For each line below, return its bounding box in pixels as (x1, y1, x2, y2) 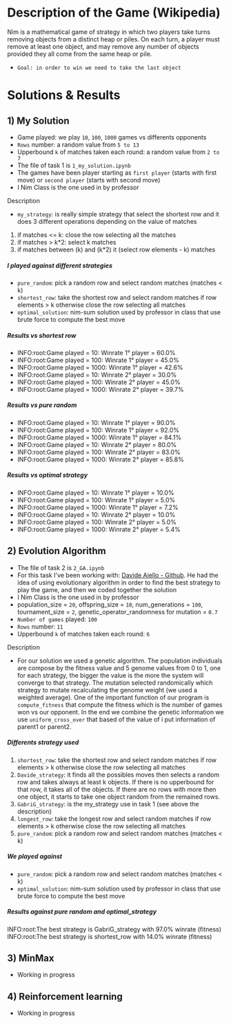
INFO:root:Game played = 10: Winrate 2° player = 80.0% (17, 440, 177, 448)
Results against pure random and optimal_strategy (7, 907, 157, 916)
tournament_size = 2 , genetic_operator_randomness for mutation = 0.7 (17, 607, 219, 616)
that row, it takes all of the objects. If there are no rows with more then (17, 785, 217, 793)
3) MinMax (7, 952, 54, 964)
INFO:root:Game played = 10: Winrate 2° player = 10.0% (17, 510, 176, 519)
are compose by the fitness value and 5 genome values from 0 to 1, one (17, 663, 221, 672)
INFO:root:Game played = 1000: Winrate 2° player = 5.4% (17, 525, 181, 533)
